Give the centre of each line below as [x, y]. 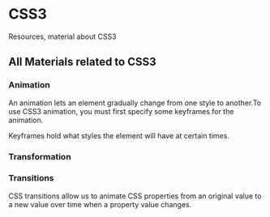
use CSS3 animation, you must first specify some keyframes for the [121, 111]
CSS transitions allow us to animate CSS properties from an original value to [135, 196]
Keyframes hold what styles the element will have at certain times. [119, 135]
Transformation [40, 156]
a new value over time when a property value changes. [100, 204]
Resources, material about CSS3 [62, 36]
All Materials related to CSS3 [82, 62]
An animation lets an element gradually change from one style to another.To [135, 103]
